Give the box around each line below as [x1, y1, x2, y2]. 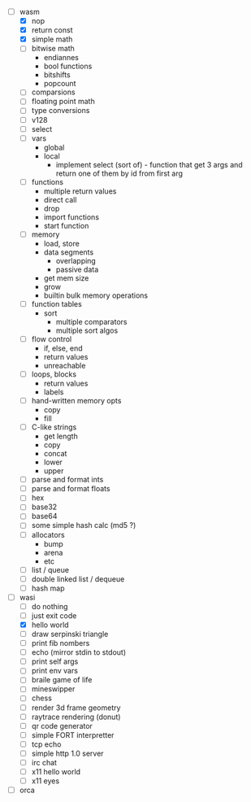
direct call [43, 194, 77, 204]
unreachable [43, 360, 86, 370]
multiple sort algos [55, 325, 119, 335]
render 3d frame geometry [31, 703, 121, 713]
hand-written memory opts [31, 396, 122, 405]
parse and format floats [31, 484, 110, 494]
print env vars [31, 666, 79, 676]
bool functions [43, 61, 93, 72]
